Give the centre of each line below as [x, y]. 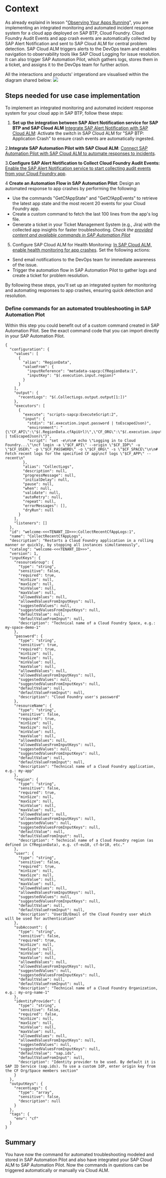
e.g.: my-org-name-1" [27, 993]
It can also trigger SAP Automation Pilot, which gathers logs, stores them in [82, 59]
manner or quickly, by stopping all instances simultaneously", [73, 545]
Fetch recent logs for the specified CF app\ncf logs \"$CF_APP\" [75, 454]
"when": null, [37, 489]
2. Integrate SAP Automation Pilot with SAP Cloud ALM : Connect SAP [77, 148]
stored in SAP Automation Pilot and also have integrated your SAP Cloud [79, 1160]
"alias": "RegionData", [47, 363]
